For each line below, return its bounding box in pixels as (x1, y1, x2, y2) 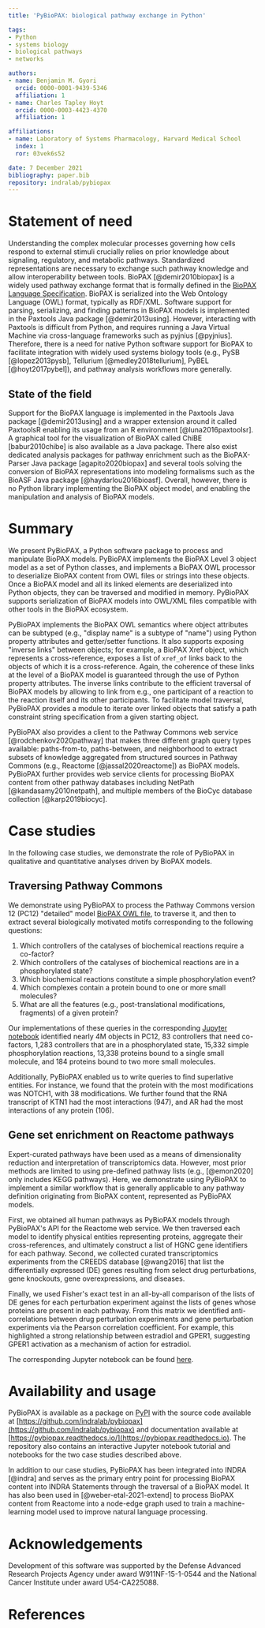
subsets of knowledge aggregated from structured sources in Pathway (8, 752, 238, 762)
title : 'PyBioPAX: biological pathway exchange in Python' (8, 11, 207, 20)
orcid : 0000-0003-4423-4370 (15, 106, 108, 114)
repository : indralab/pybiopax (8, 178, 111, 186)
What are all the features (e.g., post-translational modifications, (19, 999, 226, 1009)
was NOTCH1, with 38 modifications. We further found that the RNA (8, 1088, 228, 1098)
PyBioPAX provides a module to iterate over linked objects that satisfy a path (8, 703, 257, 713)
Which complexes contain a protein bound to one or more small (19, 982, 226, 992)
